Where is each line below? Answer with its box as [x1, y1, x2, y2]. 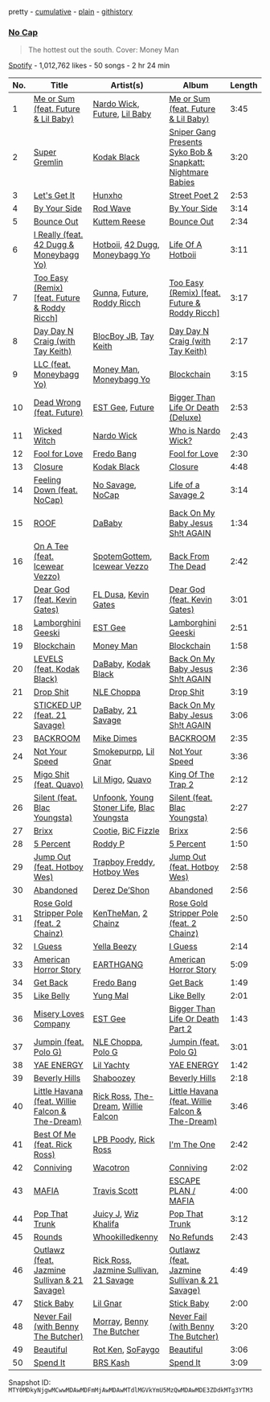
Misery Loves [33, 1009, 84, 1020]
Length [230, 80, 258, 91]
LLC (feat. [33, 359, 71, 370]
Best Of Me [33, 1129, 76, 1141]
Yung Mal [92, 990, 129, 1001]
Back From [168, 551, 210, 562]
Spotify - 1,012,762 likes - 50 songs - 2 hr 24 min [8, 60, 170, 71]
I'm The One [168, 1139, 215, 1150]
